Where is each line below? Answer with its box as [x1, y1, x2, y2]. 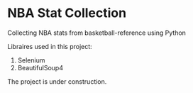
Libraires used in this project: [7, 42, 92, 50]
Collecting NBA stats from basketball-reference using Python [7, 28, 187, 37]
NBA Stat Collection [7, 5, 126, 21]
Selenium [17, 55, 45, 65]
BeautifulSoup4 [17, 63, 64, 72]
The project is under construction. [7, 77, 107, 86]
